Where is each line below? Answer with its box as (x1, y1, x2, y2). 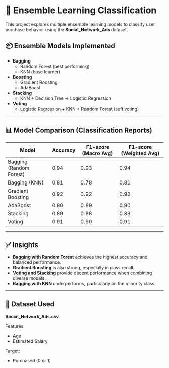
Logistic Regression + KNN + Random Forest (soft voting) (20, 106, 139, 112)
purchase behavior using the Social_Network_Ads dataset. (5, 26, 128, 32)
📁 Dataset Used (5, 300, 54, 309)
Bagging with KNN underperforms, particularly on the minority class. (12, 281, 156, 287)
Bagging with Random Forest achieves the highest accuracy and (12, 254, 148, 260)
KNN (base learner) (20, 68, 61, 75)
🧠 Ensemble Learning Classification (5, 5, 157, 16)
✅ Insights (5, 240, 39, 249)
